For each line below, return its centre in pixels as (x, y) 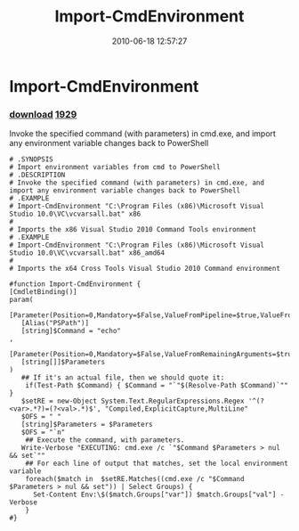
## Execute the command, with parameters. (105, 440)
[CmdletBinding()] (43, 292)
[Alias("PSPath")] (55, 323)
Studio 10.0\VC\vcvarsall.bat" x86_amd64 (87, 253)
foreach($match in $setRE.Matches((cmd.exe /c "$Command (135, 479)
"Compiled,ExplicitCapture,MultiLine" (177, 409)
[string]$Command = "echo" (71, 331)
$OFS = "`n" (43, 433)
